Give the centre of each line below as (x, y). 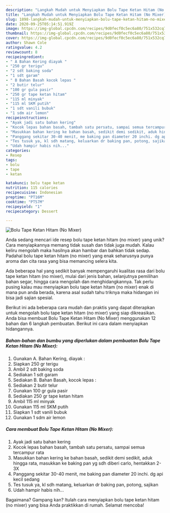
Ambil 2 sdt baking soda (38, 369)
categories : (18, 151)
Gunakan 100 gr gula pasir (40, 391)
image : (13, 29)
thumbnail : (17, 33)
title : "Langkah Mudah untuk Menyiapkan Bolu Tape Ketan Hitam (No (78, 15)
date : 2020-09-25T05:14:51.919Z (40, 24)
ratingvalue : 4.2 (24, 47)
